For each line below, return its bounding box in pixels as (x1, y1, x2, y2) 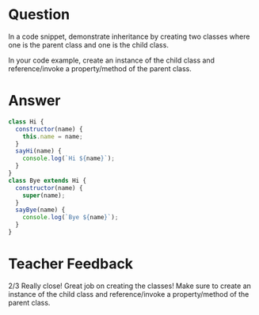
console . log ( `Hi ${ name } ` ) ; (22, 154, 115, 163)
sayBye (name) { (15, 206, 66, 214)
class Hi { (8, 117, 44, 126)
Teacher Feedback (8, 255, 133, 273)
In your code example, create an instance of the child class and (8, 55, 215, 65)
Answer (8, 92, 61, 110)
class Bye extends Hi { (8, 176, 87, 184)
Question (8, 6, 70, 24)
